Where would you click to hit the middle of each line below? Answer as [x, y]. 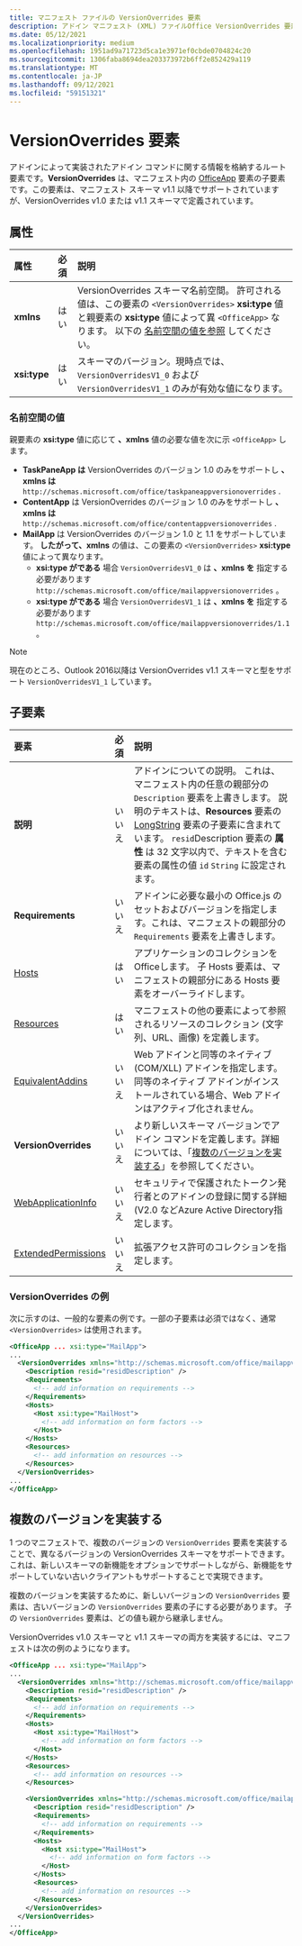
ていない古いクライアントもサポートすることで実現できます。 [154, 1577]
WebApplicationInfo [55, 1203]
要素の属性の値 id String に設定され [210, 866]
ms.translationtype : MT [54, 68]
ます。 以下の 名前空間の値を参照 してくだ [174, 332]
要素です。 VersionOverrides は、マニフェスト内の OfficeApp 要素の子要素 [147, 178]
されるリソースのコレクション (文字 [209, 1024]
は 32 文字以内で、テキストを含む [216, 852]
